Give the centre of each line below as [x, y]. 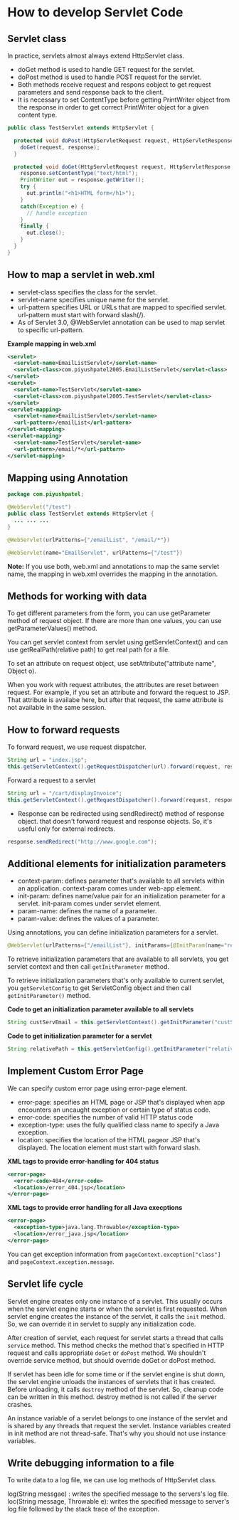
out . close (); [46, 233]
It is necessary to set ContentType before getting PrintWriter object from [124, 100]
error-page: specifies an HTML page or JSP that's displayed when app [121, 1102]
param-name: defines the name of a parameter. [87, 911]
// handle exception [57, 213]
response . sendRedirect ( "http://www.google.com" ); [83, 841]
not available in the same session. [57, 708]
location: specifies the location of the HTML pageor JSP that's [109, 1139]
